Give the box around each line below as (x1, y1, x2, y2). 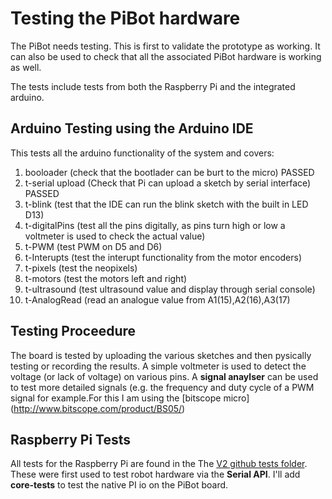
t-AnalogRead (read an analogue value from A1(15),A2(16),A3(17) (24, 293, 291, 306)
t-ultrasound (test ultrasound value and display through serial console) (24, 283, 316, 295)
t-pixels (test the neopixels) (24, 262, 138, 274)
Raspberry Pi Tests (10, 431, 132, 448)
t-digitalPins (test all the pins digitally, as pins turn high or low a (24, 219, 286, 231)
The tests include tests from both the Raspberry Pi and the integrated (10, 80, 296, 92)
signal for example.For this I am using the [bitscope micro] (10, 392, 250, 404)
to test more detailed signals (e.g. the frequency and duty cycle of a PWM (10, 381, 315, 393)
